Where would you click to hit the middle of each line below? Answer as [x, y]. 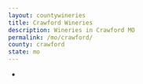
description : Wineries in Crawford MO [71, 30]
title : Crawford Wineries [50, 23]
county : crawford [37, 45]
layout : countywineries [47, 15]
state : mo [24, 52]
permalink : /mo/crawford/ [50, 37]
